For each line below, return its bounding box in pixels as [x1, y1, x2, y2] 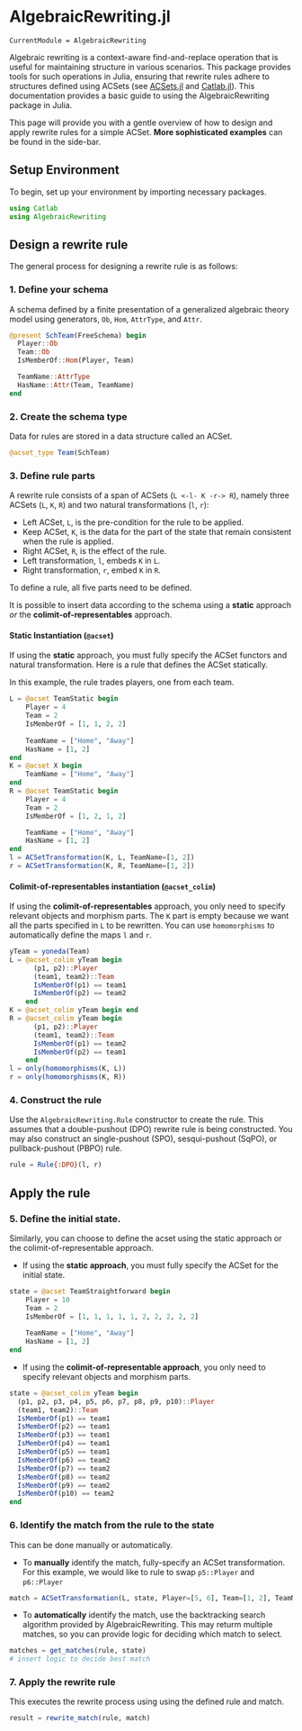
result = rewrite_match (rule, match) [9, 1714, 151, 1723]
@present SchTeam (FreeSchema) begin [9, 331, 147, 340]
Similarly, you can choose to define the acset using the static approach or [9, 1232, 282, 1244]
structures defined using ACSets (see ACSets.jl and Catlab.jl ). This [9, 80, 255, 91]
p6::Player [22, 1578, 64, 1587]
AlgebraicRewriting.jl [9, 6, 171, 27]
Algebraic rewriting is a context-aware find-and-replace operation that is [9, 51, 279, 62]
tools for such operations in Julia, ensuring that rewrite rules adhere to [9, 70, 270, 82]
